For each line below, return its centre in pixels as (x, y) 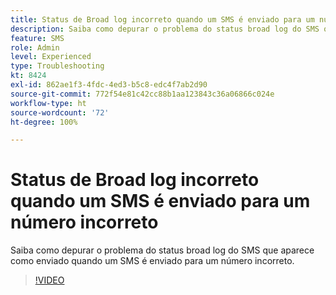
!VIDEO (49, 280)
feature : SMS (37, 38)
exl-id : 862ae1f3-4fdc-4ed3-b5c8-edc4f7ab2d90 (109, 85)
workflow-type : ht (48, 103)
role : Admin (35, 47)
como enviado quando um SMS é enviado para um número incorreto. (152, 261)
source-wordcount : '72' (60, 112)
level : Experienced (51, 57)
